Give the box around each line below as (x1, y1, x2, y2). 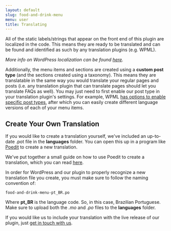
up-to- (147, 133, 161, 139)
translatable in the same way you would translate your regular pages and (5, 77, 159, 83)
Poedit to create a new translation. (5, 144, 78, 150)
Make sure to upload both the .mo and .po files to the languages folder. (5, 204, 156, 211)
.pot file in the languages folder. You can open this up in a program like (15, 139, 166, 145)
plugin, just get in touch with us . (5, 220, 73, 226)
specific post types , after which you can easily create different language (5, 99, 158, 106)
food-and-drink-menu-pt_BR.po (5, 190, 70, 195)
